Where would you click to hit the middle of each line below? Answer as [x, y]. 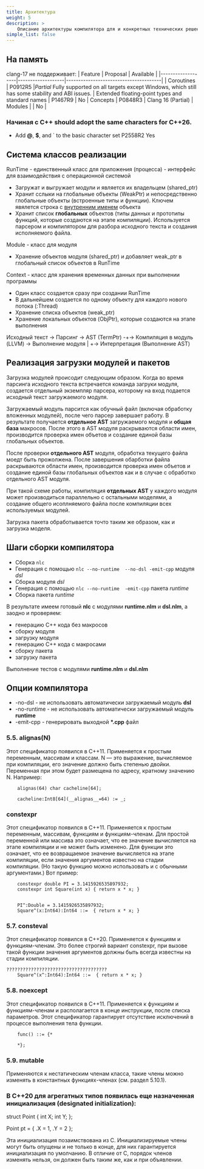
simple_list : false [31, 35]
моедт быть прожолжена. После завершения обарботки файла [88, 459]
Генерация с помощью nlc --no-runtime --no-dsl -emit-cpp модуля [105, 569]
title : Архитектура [31, 12]
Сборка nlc [30, 562]
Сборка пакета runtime [45, 594]
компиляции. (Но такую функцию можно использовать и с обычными [97, 867]
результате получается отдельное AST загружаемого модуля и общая [99, 422]
